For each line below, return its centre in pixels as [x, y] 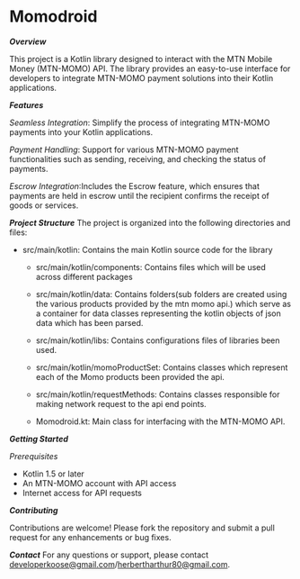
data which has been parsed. [89, 322]
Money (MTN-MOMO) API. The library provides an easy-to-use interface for [150, 68]
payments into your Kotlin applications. [81, 131]
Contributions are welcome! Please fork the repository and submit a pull [142, 528]
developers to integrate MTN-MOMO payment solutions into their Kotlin [141, 77]
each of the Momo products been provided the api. [130, 376]
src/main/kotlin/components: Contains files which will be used [151, 267]
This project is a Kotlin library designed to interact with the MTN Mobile [141, 59]
